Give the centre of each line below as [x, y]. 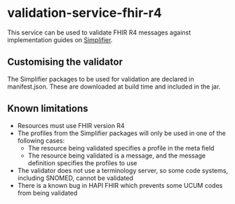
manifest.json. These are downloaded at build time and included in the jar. [114, 87]
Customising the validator [65, 62]
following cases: [41, 140]
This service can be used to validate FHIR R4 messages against [99, 32]
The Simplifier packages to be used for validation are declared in [101, 79]
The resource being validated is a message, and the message [117, 155]
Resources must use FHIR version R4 [71, 125]
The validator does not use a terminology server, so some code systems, [122, 170]
